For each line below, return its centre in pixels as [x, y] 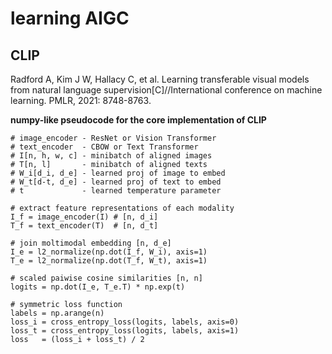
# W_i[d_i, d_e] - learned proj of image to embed [118, 173]
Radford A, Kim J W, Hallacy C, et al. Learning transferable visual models [160, 79]
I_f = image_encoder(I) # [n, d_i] [84, 217]
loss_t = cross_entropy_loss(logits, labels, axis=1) [125, 331]
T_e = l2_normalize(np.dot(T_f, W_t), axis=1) [109, 261]
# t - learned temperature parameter [116, 191]
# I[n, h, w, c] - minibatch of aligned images [111, 156]
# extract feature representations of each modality [122, 208]
